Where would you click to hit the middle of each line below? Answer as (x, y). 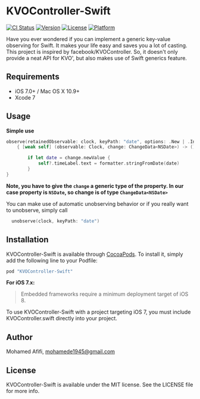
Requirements (33, 77)
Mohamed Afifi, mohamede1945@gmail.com (60, 352)
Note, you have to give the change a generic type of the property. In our (95, 185)
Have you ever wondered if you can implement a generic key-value (88, 39)
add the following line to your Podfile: (52, 260)
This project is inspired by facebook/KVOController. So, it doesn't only (92, 51)
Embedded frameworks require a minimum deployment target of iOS (104, 294)
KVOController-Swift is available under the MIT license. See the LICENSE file (100, 385)
